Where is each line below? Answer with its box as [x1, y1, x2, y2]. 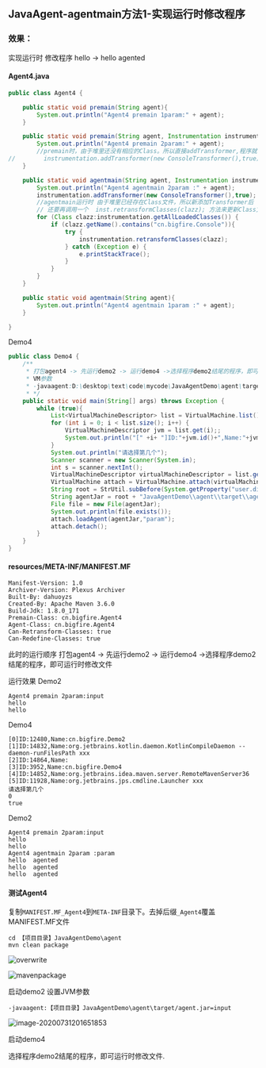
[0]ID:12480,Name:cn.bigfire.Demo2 [8, 736, 126, 743]
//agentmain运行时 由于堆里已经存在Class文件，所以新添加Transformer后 [36, 198, 254, 206]
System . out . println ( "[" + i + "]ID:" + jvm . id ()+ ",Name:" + [64, 434, 250, 442]
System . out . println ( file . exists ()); [50, 507, 172, 516]
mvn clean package [8, 941, 69, 950]
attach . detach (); [50, 522, 108, 530]
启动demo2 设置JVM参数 [8, 987, 90, 997]
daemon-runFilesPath [8, 749, 77, 758]
